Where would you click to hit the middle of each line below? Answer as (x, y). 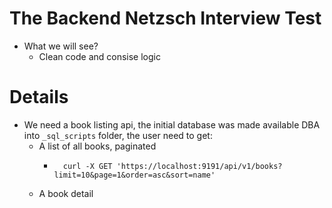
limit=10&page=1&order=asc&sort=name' (134, 175)
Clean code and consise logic (99, 56)
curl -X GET (87, 166)
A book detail (66, 193)
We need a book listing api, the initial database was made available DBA (172, 124)
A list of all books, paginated (97, 146)
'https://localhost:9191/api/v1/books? (199, 166)
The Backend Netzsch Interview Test (165, 18)
